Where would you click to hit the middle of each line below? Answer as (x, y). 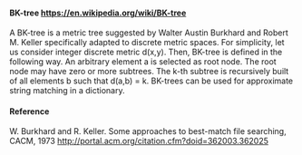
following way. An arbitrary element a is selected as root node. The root (143, 62)
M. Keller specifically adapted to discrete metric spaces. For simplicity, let (147, 43)
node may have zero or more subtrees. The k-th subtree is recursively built (149, 72)
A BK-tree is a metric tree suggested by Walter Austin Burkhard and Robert (149, 33)
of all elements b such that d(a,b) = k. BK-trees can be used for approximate (151, 81)
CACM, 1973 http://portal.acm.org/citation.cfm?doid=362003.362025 (139, 141)
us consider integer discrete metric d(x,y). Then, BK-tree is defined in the (146, 52)
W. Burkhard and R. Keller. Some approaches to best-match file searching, (148, 131)
